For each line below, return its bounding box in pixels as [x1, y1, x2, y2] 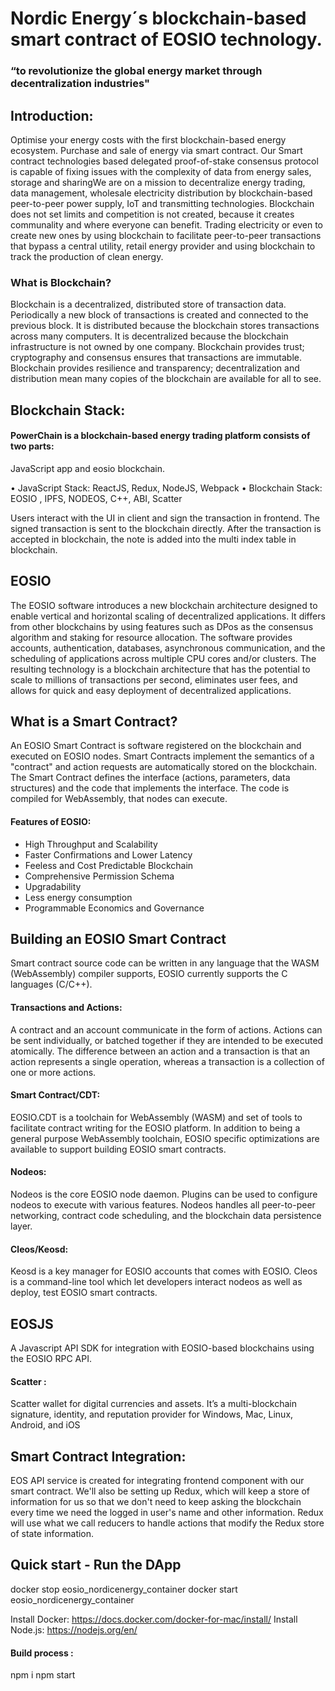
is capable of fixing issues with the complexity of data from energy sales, [10, 165, 312, 177]
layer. [10, 1220, 33, 1232]
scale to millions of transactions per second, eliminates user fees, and [10, 673, 298, 686]
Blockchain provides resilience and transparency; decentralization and [10, 362, 300, 374]
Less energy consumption [24, 891, 133, 903]
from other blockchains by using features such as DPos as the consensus [10, 620, 314, 632]
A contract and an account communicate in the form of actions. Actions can [10, 1023, 323, 1036]
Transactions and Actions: [10, 1002, 123, 1014]
